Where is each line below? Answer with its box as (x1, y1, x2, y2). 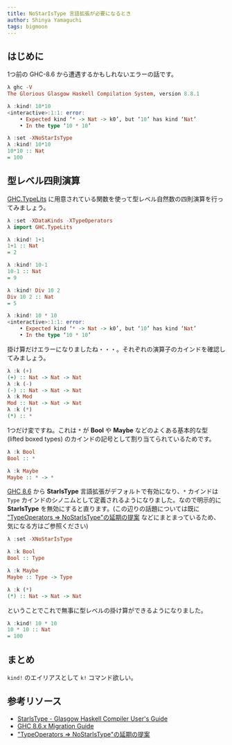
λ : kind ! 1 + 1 (7, 236, 45, 243)
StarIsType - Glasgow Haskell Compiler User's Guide (17, 715, 168, 723)
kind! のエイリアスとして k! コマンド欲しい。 (7, 673, 137, 681)
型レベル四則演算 (7, 175, 80, 187)
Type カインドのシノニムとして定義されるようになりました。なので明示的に (7, 496, 222, 505)
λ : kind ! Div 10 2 (7, 287, 60, 294)
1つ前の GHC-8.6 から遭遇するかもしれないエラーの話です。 (7, 70, 178, 78)
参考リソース (7, 696, 62, 708)
